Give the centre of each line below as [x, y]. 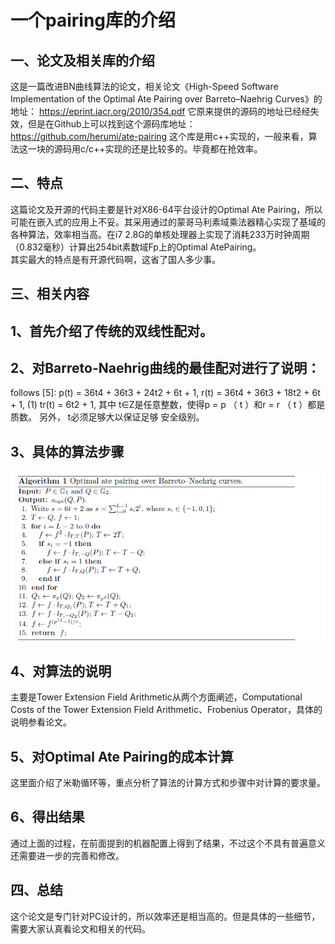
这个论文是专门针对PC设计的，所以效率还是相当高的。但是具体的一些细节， [165, 916]
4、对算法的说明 [61, 671]
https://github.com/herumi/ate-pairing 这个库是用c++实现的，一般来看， [159, 136]
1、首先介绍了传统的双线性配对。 [112, 331]
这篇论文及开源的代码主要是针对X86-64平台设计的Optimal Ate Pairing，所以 [166, 209]
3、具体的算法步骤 [67, 451]
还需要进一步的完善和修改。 [67, 855]
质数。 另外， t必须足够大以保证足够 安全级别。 [107, 417]
